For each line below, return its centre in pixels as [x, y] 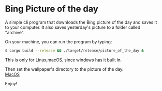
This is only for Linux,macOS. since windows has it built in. [63, 60]
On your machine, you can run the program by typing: [59, 41]
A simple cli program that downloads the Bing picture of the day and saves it [81, 22]
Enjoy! [11, 83]
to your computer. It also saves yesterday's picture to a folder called [73, 27]
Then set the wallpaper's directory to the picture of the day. [64, 69]
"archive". [15, 32]
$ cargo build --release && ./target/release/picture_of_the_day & [74, 51]
